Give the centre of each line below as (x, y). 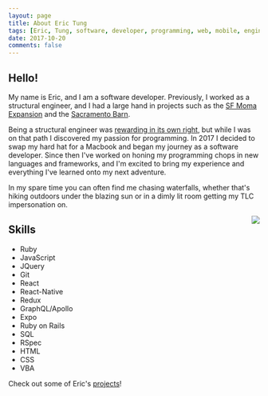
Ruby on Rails (42, 326)
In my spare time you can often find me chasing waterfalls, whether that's (129, 187)
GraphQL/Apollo (46, 308)
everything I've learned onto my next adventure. (87, 172)
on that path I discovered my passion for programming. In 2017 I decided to (132, 138)
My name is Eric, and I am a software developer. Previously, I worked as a (129, 97)
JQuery (32, 266)
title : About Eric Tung (48, 23)
